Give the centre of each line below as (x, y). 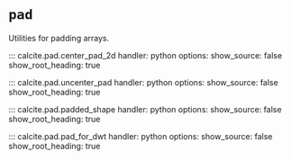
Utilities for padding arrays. (59, 38)
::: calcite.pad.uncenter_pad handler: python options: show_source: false (143, 82)
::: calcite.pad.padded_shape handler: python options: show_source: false (145, 109)
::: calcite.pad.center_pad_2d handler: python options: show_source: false (145, 55)
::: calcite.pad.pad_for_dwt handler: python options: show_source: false (141, 136)
